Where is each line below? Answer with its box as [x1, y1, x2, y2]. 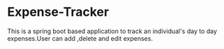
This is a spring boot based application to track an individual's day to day [7, 27, 218, 35]
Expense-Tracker [7, 4, 110, 20]
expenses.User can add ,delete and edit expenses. [7, 34, 154, 42]
